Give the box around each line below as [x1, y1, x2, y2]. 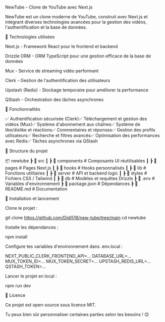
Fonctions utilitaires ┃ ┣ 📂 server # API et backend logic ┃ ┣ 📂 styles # [5, 170, 147, 176]
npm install [5, 234, 28, 239]
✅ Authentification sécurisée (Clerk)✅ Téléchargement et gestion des [5, 116, 147, 122]
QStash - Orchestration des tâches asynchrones [5, 96, 104, 102]
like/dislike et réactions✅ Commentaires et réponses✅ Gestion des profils [5, 127, 156, 133]
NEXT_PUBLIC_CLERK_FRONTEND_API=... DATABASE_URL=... [5, 253, 132, 259]
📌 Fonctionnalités [5, 106, 41, 112]
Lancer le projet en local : [5, 273, 57, 279]
